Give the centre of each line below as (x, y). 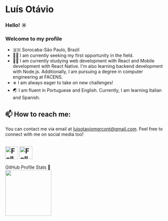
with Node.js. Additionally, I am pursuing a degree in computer (78, 71)
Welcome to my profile (34, 39)
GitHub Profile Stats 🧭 (28, 167)
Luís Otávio (30, 9)
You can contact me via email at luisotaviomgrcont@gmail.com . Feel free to (84, 129)
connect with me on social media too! (44, 134)
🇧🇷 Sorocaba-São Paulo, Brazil (46, 50)
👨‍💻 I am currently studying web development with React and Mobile (83, 61)
